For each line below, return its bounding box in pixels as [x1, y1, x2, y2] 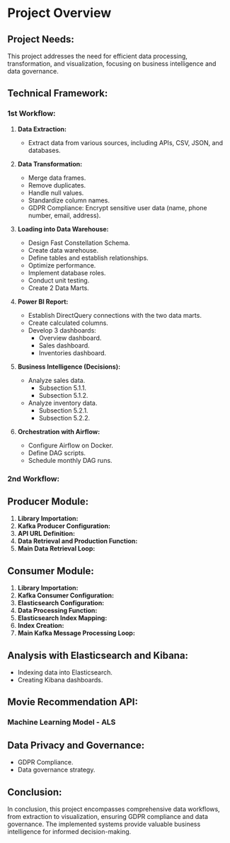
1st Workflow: [7, 108, 56, 118]
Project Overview [7, 5, 112, 21]
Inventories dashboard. [38, 348, 107, 357]
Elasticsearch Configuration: [17, 599, 105, 607]
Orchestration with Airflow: [17, 427, 100, 436]
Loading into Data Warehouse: [17, 224, 109, 233]
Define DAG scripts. [28, 448, 86, 457]
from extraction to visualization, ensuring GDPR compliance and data [7, 812, 209, 820]
